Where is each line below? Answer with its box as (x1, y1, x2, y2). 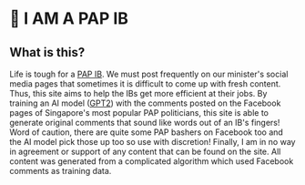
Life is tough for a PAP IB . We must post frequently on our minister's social (9, 68, 289, 79)
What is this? (9, 45, 86, 60)
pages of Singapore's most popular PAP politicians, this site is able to (9, 108, 269, 118)
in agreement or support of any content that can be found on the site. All (9, 146, 281, 157)
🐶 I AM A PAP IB (9, 8, 129, 29)
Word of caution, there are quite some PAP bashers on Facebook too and (9, 127, 284, 138)
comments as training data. (9, 166, 112, 176)
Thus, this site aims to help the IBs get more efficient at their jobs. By (9, 88, 268, 98)
